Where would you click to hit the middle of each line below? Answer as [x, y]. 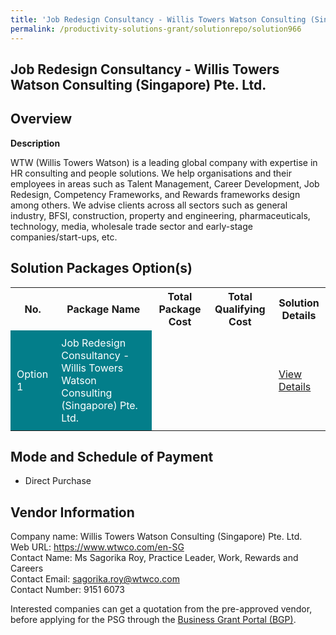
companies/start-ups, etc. [64, 237]
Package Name [103, 309]
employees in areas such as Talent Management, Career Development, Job [165, 183]
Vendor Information [72, 512]
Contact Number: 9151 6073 [67, 590]
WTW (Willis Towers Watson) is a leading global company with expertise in [164, 162]
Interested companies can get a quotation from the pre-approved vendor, [161, 609]
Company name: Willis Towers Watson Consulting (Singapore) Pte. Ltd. [156, 537]
